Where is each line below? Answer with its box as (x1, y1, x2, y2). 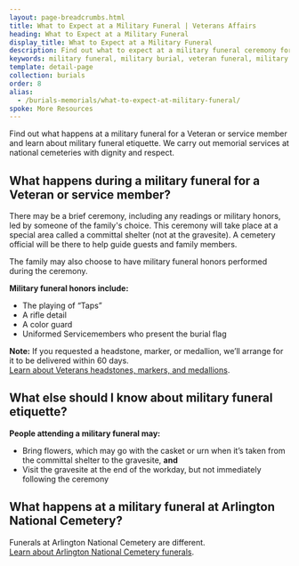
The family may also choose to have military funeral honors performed (9, 256, 268, 267)
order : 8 (9, 79, 42, 88)
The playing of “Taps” (21, 300, 102, 311)
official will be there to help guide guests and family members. (9, 239, 238, 250)
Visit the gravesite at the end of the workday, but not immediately (21, 464, 262, 474)
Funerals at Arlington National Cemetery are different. (9, 537, 206, 547)
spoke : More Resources (9, 104, 93, 113)
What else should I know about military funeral (9, 391, 273, 406)
